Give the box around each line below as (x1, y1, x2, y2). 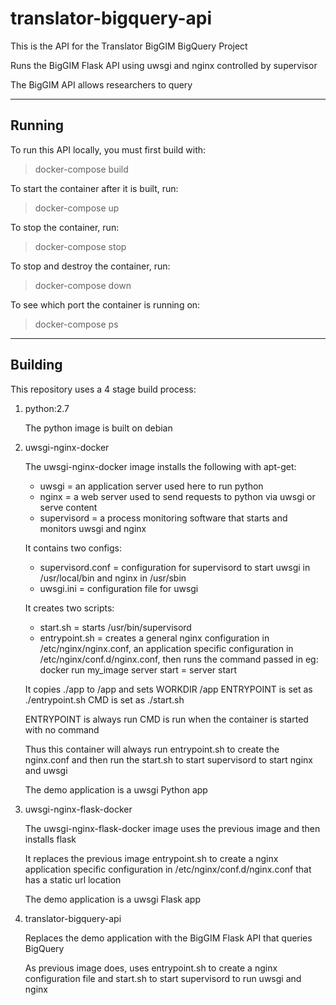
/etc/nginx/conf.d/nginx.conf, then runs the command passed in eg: (39, 653, 319, 665)
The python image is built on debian (24, 422, 173, 434)
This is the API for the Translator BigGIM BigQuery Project (10, 40, 248, 52)
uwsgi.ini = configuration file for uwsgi (39, 582, 199, 594)
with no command (24, 723, 100, 736)
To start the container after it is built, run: (10, 182, 179, 194)
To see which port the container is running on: (10, 298, 201, 311)
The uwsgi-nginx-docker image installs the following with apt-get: (24, 460, 297, 472)
